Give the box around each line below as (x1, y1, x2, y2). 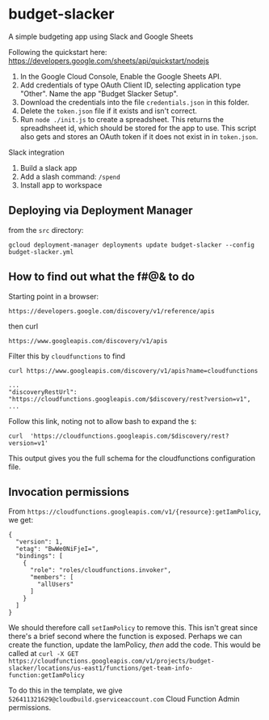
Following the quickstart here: (8, 47, 107, 57)
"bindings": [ (15, 552, 63, 561)
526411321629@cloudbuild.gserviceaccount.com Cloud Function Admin (8, 694, 240, 704)
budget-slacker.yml (8, 248, 74, 256)
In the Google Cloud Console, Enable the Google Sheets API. (19, 71, 222, 81)
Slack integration (8, 147, 65, 157)
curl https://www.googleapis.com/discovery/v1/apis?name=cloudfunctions (8, 366, 258, 375)
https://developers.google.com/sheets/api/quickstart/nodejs (8, 56, 210, 66)
